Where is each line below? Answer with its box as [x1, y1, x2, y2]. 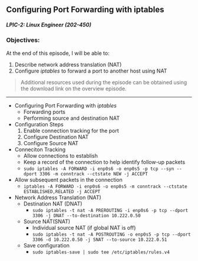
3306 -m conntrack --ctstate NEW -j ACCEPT [39, 171, 148, 177]
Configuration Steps [14, 120, 64, 128]
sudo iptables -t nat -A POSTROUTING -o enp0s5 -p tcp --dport [32, 231, 191, 237]
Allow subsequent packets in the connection [14, 176, 123, 183]
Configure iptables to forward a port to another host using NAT [14, 67, 167, 74]
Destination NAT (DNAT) [23, 200, 82, 207]
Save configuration [23, 242, 70, 249]
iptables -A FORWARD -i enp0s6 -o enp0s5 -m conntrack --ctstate [23, 183, 187, 190]
